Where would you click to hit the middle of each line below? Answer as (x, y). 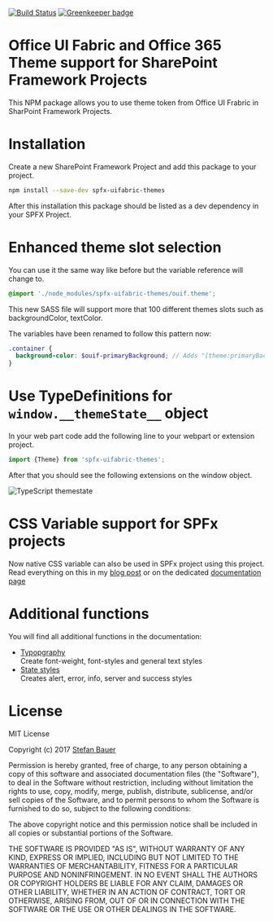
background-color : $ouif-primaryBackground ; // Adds (107, 356)
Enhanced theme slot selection (115, 247)
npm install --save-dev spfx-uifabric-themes (87, 190)
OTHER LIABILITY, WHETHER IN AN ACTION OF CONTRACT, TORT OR (127, 892)
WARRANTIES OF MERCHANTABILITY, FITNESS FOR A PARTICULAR (123, 866)
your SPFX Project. (40, 214)
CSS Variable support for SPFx (113, 524)
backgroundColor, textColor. (56, 318)
